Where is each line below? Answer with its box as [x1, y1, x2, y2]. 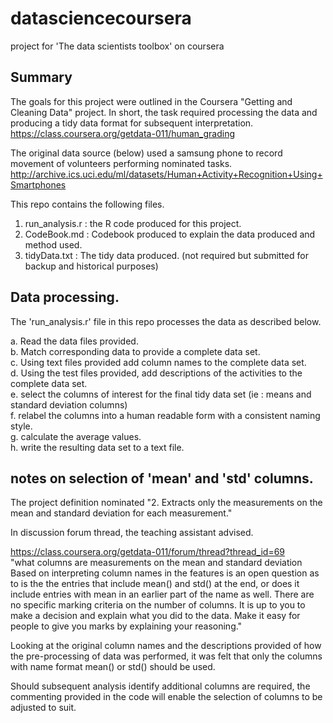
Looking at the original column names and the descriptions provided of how [10, 640, 322, 652]
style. [10, 420, 33, 432]
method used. [24, 238, 83, 251]
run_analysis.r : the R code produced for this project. [24, 217, 242, 229]
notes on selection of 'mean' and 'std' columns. [10, 470, 314, 487]
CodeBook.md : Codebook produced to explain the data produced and [24, 228, 316, 240]
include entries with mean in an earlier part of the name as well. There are [10, 588, 315, 601]
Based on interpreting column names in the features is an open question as [10, 567, 320, 579]
